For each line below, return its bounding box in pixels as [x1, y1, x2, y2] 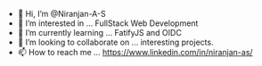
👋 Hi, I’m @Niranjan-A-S [17, 9, 106, 19]
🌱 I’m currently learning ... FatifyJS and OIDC [17, 28, 183, 37]
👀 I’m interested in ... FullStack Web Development [17, 18, 199, 29]
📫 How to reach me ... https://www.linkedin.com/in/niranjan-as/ [17, 47, 253, 57]
